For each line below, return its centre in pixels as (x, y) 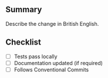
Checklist (23, 43)
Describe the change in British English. (52, 23)
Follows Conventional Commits (51, 69)
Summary (24, 10)
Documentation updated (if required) (58, 63)
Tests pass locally (36, 56)
